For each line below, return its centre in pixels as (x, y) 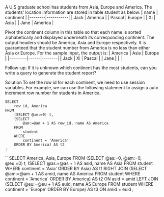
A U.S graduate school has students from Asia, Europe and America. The (79, 7)
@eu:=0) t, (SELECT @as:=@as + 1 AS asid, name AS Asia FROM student (79, 163)
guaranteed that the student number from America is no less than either (78, 48)
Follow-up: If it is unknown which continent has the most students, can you (81, 68)
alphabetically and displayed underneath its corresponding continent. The (80, 37)
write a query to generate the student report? (51, 73)
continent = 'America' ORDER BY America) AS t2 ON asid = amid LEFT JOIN (82, 179)
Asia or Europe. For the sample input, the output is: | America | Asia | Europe (82, 53)
